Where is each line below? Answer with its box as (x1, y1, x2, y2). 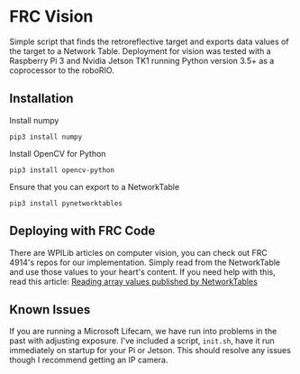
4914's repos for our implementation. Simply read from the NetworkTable (9, 257, 281, 268)
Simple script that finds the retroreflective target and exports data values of (9, 36, 290, 47)
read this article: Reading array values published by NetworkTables (9, 276, 259, 287)
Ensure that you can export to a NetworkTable (9, 181, 180, 192)
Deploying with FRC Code (9, 223, 156, 239)
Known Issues (9, 302, 91, 317)
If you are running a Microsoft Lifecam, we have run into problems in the (9, 326, 277, 337)
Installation (9, 91, 74, 106)
